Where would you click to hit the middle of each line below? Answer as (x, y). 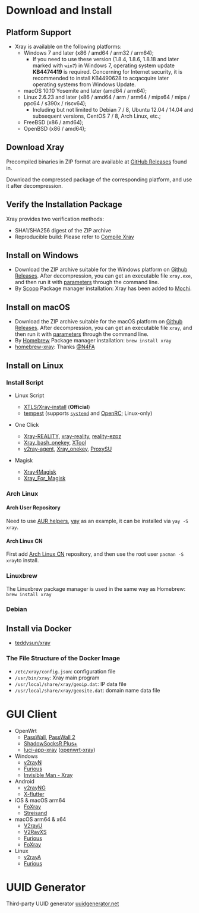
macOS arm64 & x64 (40, 819)
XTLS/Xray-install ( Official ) (57, 407)
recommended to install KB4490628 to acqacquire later (101, 78)
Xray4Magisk (40, 472)
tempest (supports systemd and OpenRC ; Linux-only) (88, 413)
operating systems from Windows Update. (84, 84)
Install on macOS (38, 307)
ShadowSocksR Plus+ (50, 743)
